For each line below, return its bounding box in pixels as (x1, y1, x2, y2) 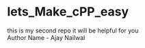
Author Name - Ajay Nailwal (7, 33, 85, 41)
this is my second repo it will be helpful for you (7, 26, 139, 34)
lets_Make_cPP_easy (7, 4, 129, 20)
